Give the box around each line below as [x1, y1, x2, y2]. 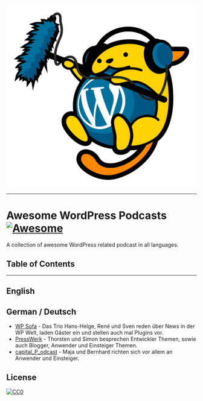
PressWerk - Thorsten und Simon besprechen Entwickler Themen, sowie [14, 335, 196, 343]
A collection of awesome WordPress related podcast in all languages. [6, 241, 179, 248]
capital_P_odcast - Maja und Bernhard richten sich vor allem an [14, 349, 173, 356]
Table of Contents [6, 259, 76, 269]
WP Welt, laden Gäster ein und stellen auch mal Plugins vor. [14, 329, 164, 336]
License [6, 372, 37, 382]
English [6, 286, 35, 297]
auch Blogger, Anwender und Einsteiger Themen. [14, 342, 138, 349]
